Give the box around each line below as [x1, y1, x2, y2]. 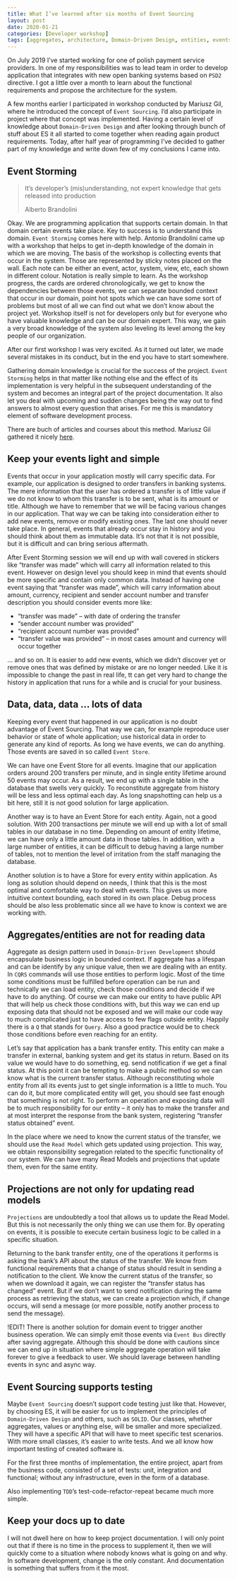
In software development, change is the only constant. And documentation [7, 1556, 224, 1565]
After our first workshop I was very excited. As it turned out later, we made [7, 345, 224, 353]
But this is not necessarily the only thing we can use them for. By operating [7, 1220, 225, 1229]
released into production [24, 191, 97, 200]
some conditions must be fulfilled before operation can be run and [7, 978, 200, 986]
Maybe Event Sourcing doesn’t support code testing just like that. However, [7, 1400, 226, 1408]
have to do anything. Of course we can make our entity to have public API [7, 993, 221, 1001]
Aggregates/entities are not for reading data [7, 928, 206, 940]
